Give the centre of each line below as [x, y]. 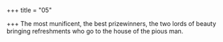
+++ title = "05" [29, 10]
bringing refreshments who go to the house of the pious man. [95, 31]
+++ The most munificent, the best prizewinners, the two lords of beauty [111, 23]
